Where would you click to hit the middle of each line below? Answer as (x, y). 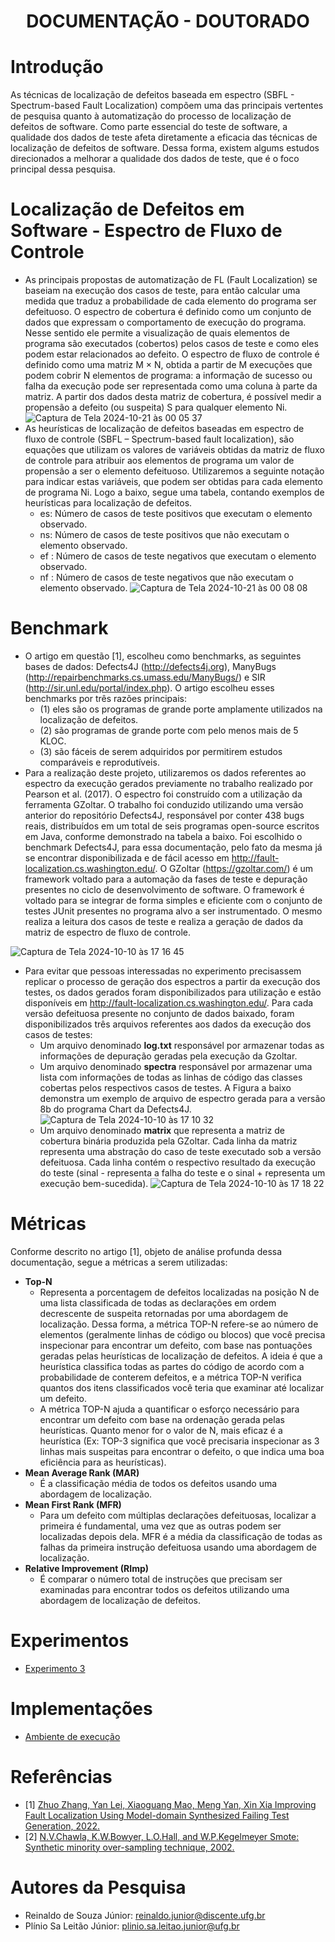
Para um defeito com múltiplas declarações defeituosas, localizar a (178, 1515)
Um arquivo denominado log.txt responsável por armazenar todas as (182, 1045)
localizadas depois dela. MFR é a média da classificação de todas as (181, 1536)
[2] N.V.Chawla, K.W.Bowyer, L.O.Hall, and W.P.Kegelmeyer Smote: (162, 1836)
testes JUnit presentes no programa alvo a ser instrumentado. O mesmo (173, 911)
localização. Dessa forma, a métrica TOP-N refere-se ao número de (179, 1324)
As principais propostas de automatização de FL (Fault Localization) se (171, 280)
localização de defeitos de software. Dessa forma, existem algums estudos (165, 148)
